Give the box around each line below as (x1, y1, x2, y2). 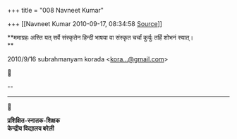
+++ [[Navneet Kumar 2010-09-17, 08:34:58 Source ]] (7, 20, 162, 28)
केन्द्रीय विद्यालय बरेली (7, 124, 54, 133)
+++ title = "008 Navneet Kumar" (7, 6, 104, 14)
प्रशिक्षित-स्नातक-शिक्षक (7, 116, 61, 124)
